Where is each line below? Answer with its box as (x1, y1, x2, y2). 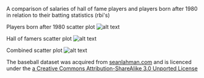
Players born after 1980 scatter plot (6, 24, 95, 30)
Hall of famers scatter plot (6, 35, 72, 42)
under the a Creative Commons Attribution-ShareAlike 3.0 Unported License (6, 65, 198, 72)
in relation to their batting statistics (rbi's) (6, 11, 110, 19)
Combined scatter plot (6, 47, 63, 54)
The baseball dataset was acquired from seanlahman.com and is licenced (6, 59, 192, 65)
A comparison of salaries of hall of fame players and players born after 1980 (6, 5, 198, 12)
